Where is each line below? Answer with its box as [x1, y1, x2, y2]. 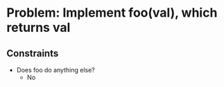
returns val [6, 19, 71, 35]
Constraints [6, 47, 59, 59]
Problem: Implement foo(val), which [6, 5, 218, 21]
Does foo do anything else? [16, 66, 95, 74]
